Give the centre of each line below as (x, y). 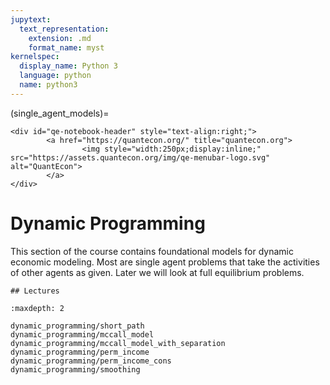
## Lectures (35, 291)
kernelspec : (35, 57)
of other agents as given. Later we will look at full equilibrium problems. (157, 272)
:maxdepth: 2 (37, 308)
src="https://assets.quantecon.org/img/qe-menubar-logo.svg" (140, 157)
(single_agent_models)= (60, 113)
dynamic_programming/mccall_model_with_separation (118, 343)
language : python (55, 76)
